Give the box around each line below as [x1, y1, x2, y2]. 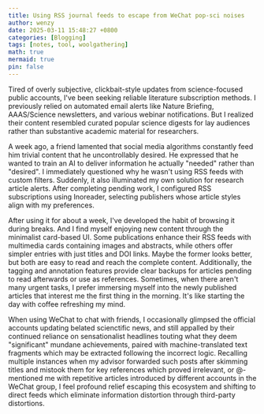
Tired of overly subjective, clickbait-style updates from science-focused [8, 84, 244, 94]
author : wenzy [8, 19, 55, 27]
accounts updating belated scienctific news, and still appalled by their [8, 323, 235, 332]
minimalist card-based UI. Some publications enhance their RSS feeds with [8, 232, 252, 241]
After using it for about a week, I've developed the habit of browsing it [8, 215, 235, 225]
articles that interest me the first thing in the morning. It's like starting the [8, 291, 245, 300]
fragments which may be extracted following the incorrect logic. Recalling [8, 348, 248, 357]
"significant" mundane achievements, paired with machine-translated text [8, 340, 248, 349]
